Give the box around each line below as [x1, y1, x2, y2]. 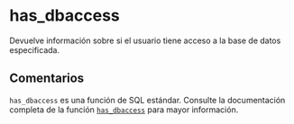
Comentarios [9, 71, 85, 86]
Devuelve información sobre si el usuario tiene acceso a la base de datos [9, 35, 281, 46]
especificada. [9, 44, 60, 55]
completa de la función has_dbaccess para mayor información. [9, 104, 239, 115]
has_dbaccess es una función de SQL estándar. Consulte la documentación [9, 94, 286, 105]
